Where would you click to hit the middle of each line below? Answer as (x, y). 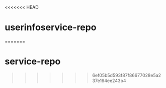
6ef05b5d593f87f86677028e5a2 (127, 75)
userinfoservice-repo (51, 27)
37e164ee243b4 (109, 80)
